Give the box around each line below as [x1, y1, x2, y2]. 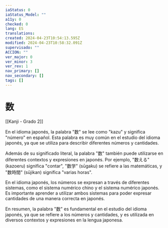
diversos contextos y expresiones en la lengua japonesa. [5, 217, 124, 223]
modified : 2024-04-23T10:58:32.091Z [5, 40, 82, 45]
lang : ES [5, 26, 24, 31]
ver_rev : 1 [5, 64, 28, 69]
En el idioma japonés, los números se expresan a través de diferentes [5, 179, 150, 185]
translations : [5, 31, 35, 36]
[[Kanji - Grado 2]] [5, 118, 44, 124]
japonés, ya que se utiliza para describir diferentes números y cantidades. [5, 140, 159, 146]
